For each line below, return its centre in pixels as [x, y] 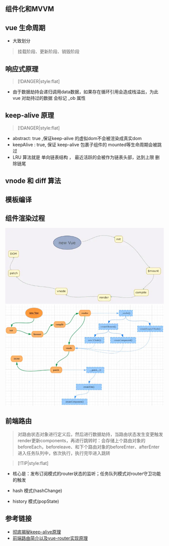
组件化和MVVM [30, 9]
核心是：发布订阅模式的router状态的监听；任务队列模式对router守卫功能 [87, 473]
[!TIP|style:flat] [33, 463]
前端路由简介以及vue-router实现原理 [50, 538]
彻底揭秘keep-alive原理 [37, 532]
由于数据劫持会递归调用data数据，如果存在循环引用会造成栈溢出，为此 [85, 92]
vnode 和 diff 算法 [33, 181]
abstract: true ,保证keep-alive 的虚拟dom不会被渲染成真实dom [77, 138]
